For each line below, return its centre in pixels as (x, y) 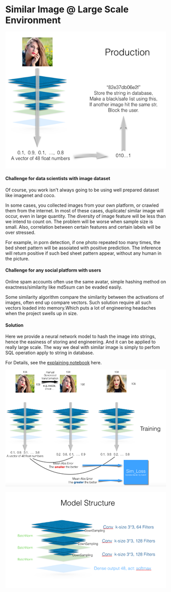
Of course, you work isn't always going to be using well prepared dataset (82, 190)
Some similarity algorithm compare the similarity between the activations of (85, 297)
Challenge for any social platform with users (53, 270)
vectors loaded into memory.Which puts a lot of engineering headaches (81, 308)
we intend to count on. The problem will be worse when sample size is (79, 222)
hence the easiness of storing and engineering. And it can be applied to (80, 342)
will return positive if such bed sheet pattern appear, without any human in (83, 253)
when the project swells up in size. (42, 313)
